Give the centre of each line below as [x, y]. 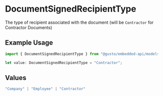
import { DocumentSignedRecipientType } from [52, 54]
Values [16, 78]
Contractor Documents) [29, 27]
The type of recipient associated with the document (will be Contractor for [79, 22]
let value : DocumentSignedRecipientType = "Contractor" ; [64, 63]
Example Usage [29, 43]
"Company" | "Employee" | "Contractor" [45, 89]
